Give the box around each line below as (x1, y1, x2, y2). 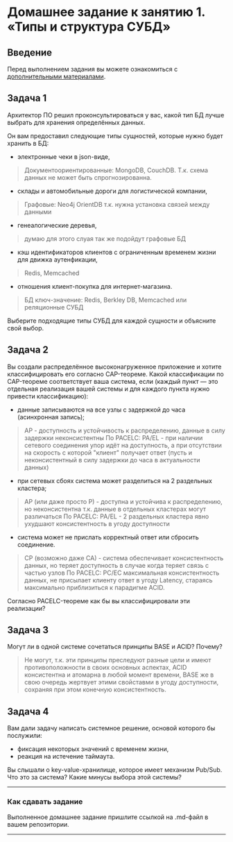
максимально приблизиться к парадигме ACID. (24, 583, 165, 591)
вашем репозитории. (7, 820, 69, 828)
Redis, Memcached (24, 269, 80, 277)
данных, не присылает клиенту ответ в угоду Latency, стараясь (24, 575, 213, 584)
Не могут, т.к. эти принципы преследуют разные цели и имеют (24, 656, 212, 664)
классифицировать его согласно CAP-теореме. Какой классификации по (7, 369, 224, 378)
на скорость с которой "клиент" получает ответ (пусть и (24, 448, 193, 457)
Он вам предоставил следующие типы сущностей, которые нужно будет (7, 131, 223, 140)
